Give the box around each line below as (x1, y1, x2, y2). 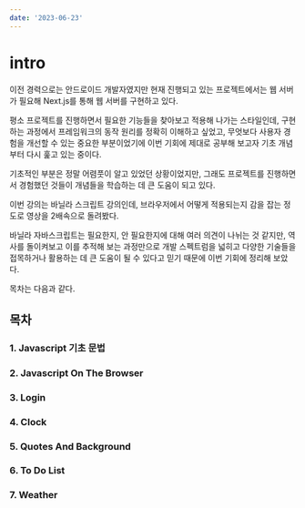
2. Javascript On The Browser (9, 366, 144, 379)
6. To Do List (9, 464, 66, 477)
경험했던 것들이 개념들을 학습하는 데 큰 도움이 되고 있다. (18, 179, 216, 190)
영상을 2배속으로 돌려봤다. (25, 210, 119, 221)
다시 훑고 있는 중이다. (25, 148, 102, 159)
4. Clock (9, 415, 47, 428)
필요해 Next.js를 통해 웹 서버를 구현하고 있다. (18, 95, 179, 106)
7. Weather (9, 489, 58, 502)
